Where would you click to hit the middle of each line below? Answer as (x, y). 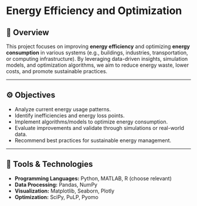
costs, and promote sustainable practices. (57, 71)
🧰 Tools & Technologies (50, 164)
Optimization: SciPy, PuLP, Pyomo (56, 197)
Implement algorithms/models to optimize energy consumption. (91, 122)
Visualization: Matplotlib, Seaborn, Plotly (64, 191)
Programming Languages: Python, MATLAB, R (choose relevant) (93, 178)
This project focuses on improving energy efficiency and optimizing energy (98, 46)
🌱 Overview (28, 32)
